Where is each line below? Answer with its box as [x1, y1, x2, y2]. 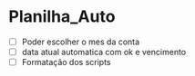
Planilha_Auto [8, 6, 116, 27]
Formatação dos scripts [21, 57, 111, 68]
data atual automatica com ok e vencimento [21, 47, 187, 57]
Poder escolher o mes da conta [21, 36, 140, 47]
